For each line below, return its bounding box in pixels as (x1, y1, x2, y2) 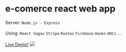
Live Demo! (5, 41, 29, 47)
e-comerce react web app (5, 3, 116, 14)
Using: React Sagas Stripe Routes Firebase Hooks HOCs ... (5, 30, 122, 36)
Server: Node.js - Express (5, 19, 60, 25)
